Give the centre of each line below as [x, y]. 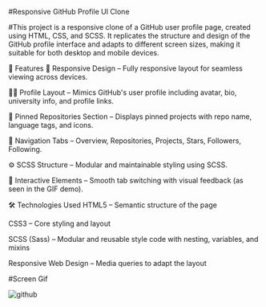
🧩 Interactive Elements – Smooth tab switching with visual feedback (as [126, 180]
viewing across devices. [48, 77]
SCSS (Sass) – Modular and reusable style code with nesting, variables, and [133, 239]
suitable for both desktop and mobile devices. [84, 53]
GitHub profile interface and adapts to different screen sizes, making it [124, 44]
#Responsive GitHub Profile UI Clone [69, 12]
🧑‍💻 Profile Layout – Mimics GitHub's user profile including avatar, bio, [123, 92]
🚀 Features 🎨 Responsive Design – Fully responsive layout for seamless [125, 68]
